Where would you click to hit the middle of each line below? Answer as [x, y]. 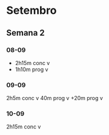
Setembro [31, 11]
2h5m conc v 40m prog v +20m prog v [54, 98]
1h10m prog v [31, 69]
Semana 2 [26, 33]
